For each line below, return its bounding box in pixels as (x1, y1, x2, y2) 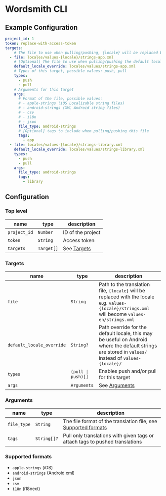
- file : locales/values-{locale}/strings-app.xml (9, 55, 114, 60)
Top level (5, 208, 28, 215)
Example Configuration (5, 23, 78, 32)
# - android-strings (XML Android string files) (18, 106, 121, 110)
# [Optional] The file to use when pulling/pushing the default (14, 59, 149, 64)
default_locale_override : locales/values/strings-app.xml (14, 64, 136, 69)
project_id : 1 (5, 36, 35, 41)
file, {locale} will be (98, 287, 145, 294)
